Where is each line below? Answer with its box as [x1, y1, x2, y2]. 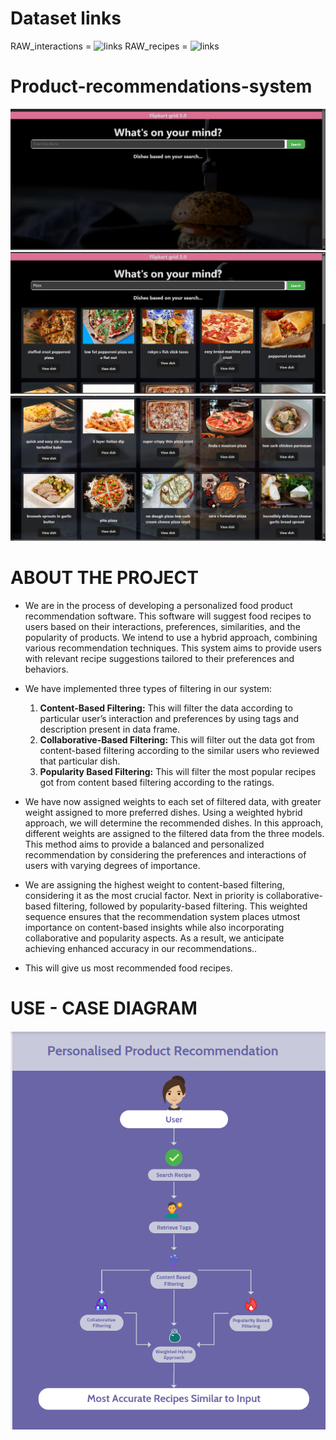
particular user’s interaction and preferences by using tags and [39, 712, 299, 724]
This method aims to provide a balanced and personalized [24, 838, 265, 850]
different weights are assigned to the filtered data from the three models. [24, 827, 325, 839]
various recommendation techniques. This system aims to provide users [24, 642, 322, 654]
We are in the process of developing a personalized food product [24, 599, 293, 611]
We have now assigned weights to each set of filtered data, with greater [24, 795, 322, 807]
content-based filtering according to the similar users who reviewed [39, 744, 320, 756]
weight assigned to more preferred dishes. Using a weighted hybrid [24, 806, 303, 818]
